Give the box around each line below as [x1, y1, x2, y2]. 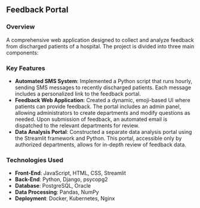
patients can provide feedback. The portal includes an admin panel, [14, 103, 181, 110]
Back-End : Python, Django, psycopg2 [14, 176, 109, 183]
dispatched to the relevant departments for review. [14, 122, 140, 129]
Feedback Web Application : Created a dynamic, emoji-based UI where [14, 96, 191, 103]
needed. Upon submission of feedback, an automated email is [14, 115, 168, 123]
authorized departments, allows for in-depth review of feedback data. [14, 140, 187, 148]
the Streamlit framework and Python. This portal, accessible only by [14, 134, 182, 142]
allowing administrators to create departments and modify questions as [14, 109, 190, 116]
